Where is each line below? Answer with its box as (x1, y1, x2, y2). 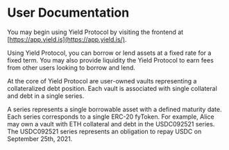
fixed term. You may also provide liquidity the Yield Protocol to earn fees (7, 56, 214, 64)
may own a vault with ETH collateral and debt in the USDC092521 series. (7, 119, 215, 128)
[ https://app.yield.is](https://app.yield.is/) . (7, 35, 127, 43)
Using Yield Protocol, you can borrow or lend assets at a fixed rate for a (7, 49, 212, 57)
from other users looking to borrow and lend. (7, 63, 135, 72)
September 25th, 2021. (7, 134, 73, 143)
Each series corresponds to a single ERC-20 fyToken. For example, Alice (7, 112, 214, 121)
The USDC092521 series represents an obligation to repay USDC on (7, 127, 202, 135)
